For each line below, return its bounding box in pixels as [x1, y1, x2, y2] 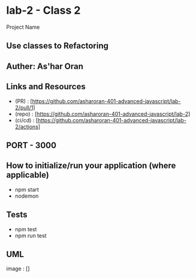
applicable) [6, 170, 49, 180]
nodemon [14, 192, 39, 200]
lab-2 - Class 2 [6, 4, 81, 17]
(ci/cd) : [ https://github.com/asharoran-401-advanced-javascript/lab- [14, 116, 187, 123]
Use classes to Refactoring [6, 41, 109, 51]
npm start [14, 186, 39, 193]
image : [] [6, 265, 30, 273]
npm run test [14, 232, 47, 239]
